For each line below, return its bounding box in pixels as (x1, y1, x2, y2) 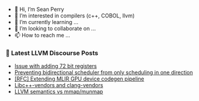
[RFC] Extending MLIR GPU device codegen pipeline (14, 75, 145, 82)
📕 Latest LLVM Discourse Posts (5, 49, 99, 57)
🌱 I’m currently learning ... (14, 19, 79, 25)
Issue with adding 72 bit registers (14, 63, 97, 70)
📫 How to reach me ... (14, 32, 70, 38)
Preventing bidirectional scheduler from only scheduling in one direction (14, 69, 194, 76)
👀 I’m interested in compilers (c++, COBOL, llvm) (14, 12, 135, 19)
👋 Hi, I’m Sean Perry (14, 6, 64, 13)
